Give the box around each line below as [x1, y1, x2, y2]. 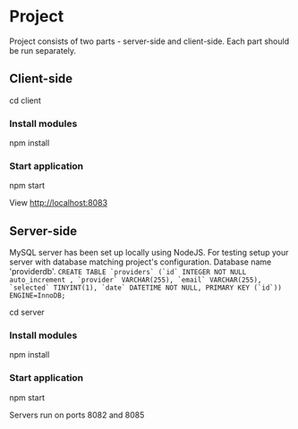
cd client [9, 95, 42, 105]
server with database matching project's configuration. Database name [9, 257, 272, 267]
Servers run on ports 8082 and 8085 [9, 409, 145, 420]
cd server [9, 307, 45, 318]
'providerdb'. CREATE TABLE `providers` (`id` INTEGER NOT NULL [9, 266, 247, 277]
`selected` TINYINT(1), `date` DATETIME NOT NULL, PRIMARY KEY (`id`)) [9, 283, 282, 292]
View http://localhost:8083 [9, 198, 108, 208]
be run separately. [9, 45, 77, 55]
